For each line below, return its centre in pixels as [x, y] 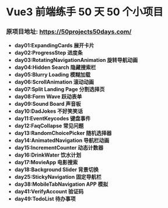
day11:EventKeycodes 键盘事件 [52, 119]
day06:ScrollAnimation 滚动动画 [54, 82]
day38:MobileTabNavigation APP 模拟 [61, 184]
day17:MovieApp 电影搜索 [46, 162]
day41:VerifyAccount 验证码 [49, 192]
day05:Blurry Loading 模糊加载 [52, 75]
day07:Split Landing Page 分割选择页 [60, 89]
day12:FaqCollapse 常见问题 [49, 126]
